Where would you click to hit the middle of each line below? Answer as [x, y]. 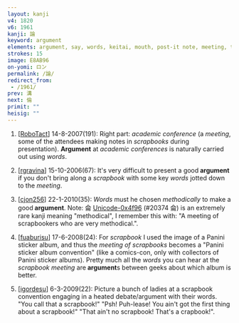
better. [27, 275]
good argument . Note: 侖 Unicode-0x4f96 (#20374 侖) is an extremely [121, 207]
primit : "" [23, 107]
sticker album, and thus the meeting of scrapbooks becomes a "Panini [121, 245]
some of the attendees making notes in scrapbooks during [103, 141]
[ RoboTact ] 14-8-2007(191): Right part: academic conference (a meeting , [124, 133]
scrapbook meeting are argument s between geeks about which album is [124, 267]
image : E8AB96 [28, 61]
